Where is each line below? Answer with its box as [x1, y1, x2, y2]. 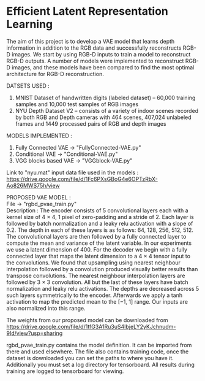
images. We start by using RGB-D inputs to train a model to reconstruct [12, 50, 191, 58]
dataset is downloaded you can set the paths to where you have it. [6, 354, 174, 361]
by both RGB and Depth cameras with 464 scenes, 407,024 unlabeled [15, 114, 192, 121]
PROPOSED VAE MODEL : [6, 193, 72, 201]
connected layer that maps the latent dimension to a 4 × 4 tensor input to [6, 252, 191, 260]
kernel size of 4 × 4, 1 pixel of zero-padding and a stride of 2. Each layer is [6, 213, 194, 220]
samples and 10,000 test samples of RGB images [15, 100, 139, 108]
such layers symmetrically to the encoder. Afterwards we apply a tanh [6, 291, 182, 299]
